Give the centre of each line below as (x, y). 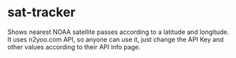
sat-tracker (42, 12)
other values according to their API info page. (74, 47)
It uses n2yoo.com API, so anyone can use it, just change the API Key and (116, 39)
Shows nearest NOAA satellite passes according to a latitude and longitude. (118, 32)
